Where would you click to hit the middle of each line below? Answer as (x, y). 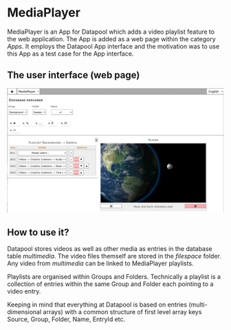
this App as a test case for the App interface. (70, 54)
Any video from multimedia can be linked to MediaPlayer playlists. (100, 263)
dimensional (24, 311)
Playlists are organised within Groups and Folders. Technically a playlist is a (114, 276)
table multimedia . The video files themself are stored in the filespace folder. (114, 256)
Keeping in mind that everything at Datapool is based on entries (97, 305)
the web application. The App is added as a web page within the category (112, 38)
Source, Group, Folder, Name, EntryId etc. (66, 319)
